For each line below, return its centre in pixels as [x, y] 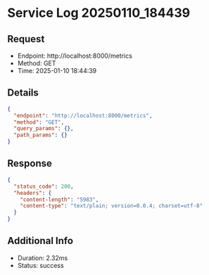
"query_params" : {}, [44, 129]
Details [23, 93]
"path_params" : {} [41, 135]
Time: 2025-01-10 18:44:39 [57, 71]
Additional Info [40, 241]
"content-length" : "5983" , [59, 199]
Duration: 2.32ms [43, 257]
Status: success [41, 265]
